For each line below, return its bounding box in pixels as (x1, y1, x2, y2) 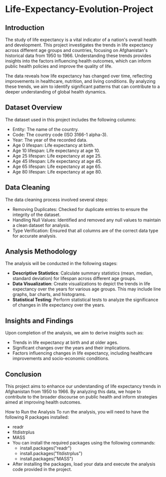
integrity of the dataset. (12, 211, 61, 217)
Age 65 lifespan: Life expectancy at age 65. (12, 163, 102, 169)
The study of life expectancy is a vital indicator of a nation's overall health (5, 36, 157, 42)
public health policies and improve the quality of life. (5, 63, 113, 69)
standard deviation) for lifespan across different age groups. (12, 275, 136, 281)
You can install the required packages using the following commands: (12, 440, 156, 446)
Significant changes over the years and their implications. (12, 345, 131, 351)
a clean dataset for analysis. (12, 222, 71, 228)
